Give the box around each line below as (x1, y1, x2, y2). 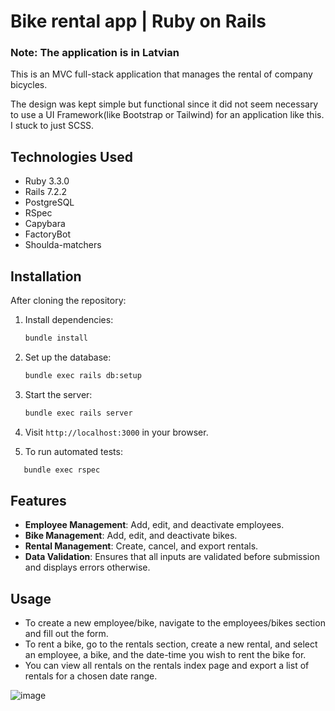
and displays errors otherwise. (24, 561, 151, 574)
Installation (10, 268, 82, 285)
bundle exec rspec (23, 465, 101, 475)
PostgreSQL (24, 196, 75, 209)
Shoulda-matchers (24, 239, 102, 251)
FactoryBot (24, 228, 71, 240)
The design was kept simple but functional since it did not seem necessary (10, 98, 319, 110)
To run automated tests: (24, 445, 123, 457)
